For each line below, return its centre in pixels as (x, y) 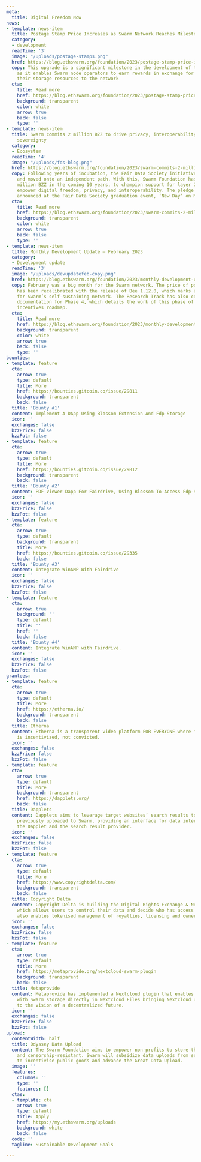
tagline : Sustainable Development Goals (63, 1145)
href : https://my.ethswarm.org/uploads (67, 1122)
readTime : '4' (29, 157)
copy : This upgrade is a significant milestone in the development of (101, 68)
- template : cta (32, 1100)
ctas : (19, 1094)
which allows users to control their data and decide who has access (106, 910)
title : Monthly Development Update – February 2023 (77, 252)
